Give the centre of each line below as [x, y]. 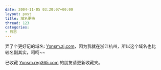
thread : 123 [17, 23]
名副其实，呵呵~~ [27, 52]
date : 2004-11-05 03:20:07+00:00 [39, 9]
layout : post [18, 14]
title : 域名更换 [20, 18]
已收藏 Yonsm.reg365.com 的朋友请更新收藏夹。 [54, 63]
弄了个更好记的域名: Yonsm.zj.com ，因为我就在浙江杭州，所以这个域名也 [78, 46]
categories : [17, 28]
